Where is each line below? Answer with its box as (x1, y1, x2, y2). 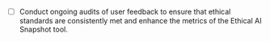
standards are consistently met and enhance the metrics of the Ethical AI (19, 16, 262, 26)
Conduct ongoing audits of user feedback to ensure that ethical (19, 7, 231, 16)
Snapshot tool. (19, 24, 68, 35)
